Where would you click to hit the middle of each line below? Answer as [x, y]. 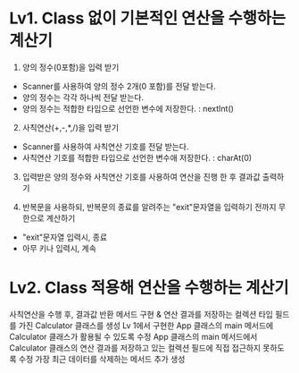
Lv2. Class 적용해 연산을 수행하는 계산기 [149, 288]
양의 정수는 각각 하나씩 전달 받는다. [83, 97]
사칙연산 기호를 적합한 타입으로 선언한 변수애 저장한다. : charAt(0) [137, 157]
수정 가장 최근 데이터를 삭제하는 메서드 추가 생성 [102, 359]
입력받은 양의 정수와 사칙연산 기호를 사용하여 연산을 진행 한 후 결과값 [141, 176]
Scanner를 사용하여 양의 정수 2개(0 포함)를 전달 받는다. [119, 86]
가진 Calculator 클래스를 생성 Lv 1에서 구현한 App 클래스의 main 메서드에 [146, 325]
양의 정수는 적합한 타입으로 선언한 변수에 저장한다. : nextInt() [128, 108]
